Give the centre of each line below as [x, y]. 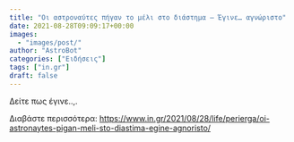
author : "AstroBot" [46, 51]
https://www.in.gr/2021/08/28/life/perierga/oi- [185, 118]
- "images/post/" [50, 42]
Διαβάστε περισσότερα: [53, 118]
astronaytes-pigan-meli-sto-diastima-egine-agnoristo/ [110, 128]
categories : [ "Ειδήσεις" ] [57, 59]
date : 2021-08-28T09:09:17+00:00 [72, 26]
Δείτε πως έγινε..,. [43, 101]
